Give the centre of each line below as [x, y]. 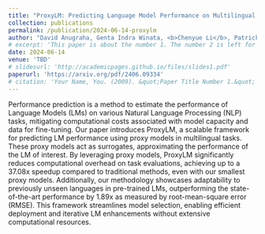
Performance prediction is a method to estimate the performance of [118, 104]
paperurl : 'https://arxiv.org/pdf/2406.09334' [86, 74]
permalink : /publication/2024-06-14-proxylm [82, 30]
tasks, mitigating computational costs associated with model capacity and [128, 121]
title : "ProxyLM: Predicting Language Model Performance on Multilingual [132, 15]
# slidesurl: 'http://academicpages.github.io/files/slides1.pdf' [119, 67]
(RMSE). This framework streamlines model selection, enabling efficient [125, 205]
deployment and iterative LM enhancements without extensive [109, 213]
